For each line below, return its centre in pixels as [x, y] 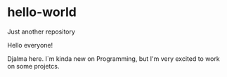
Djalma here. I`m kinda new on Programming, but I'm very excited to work [113, 58]
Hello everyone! [30, 45]
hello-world [42, 12]
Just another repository [41, 31]
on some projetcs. [33, 66]
